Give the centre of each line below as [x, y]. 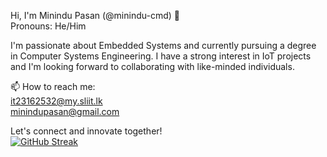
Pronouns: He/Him [48, 26]
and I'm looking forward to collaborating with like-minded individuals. [152, 66]
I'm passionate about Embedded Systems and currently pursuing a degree [163, 45]
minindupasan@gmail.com [65, 111]
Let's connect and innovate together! [86, 131]
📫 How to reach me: [53, 86]
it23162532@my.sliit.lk [56, 101]
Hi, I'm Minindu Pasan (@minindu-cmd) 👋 [95, 15]
